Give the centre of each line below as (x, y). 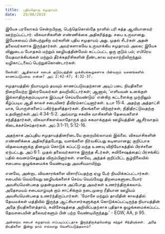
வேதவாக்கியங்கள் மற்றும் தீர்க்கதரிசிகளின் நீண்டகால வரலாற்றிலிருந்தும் (73, 57)
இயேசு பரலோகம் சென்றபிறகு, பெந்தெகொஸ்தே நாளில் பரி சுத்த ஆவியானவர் (79, 28)
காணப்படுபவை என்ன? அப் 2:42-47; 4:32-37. (49, 76)
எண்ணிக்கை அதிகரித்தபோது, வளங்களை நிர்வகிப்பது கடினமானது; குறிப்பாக (77, 140)
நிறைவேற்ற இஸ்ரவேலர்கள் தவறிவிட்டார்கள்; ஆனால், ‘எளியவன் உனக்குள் (76, 91)
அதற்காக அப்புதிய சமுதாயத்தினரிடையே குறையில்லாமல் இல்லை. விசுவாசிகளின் (81, 135)
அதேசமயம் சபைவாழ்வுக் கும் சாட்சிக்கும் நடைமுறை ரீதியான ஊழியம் (70, 190)
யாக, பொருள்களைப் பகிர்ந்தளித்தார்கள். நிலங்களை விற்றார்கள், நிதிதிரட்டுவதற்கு (80, 108)
